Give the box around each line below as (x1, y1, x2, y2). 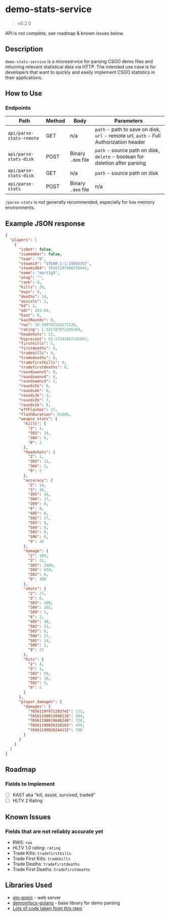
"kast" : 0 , (18, 313, 42, 318)
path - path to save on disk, (95, 126, 161, 133)
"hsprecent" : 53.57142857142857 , (18, 336, 90, 342)
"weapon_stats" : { (18, 417, 58, 422)
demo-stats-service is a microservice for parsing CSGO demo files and (5, 58, 153, 64)
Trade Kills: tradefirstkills (12, 850, 72, 856)
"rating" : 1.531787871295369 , (18, 327, 82, 332)
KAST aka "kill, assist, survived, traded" (12, 792, 96, 798)
